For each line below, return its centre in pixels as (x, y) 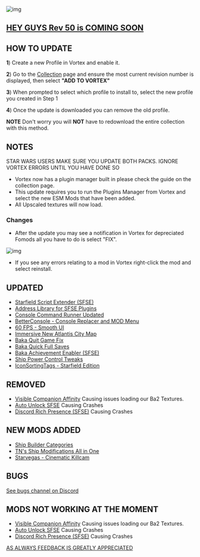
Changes (20, 220)
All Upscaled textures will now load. (59, 205)
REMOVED (26, 385)
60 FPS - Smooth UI (39, 328)
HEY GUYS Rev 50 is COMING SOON (75, 28)
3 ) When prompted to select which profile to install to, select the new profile (100, 92)
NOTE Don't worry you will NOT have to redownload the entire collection (96, 122)
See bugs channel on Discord (42, 491)
